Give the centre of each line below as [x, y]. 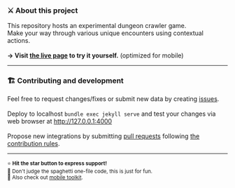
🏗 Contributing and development [65, 81]
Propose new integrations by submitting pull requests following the [104, 136]
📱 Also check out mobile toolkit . [45, 177]
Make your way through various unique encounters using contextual [106, 33]
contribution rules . [34, 143]
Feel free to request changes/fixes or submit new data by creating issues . [113, 99]
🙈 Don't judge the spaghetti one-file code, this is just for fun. [80, 171]
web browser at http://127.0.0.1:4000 [60, 121]
